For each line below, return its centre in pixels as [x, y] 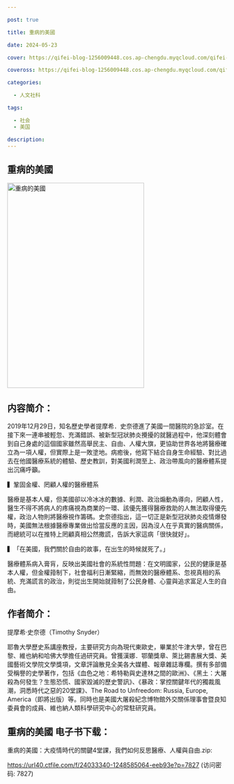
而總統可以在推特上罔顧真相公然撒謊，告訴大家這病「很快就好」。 [100, 534]
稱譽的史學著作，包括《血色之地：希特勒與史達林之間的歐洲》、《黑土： [114, 672]
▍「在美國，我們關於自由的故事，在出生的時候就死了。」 [88, 549]
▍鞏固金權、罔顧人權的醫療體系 [53, 484]
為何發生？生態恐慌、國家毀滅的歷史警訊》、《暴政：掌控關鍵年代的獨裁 [114, 682]
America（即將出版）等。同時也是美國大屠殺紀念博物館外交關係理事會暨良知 [117, 699]
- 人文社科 [27, 95]
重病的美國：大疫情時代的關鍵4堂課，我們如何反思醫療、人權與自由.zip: [110, 750]
